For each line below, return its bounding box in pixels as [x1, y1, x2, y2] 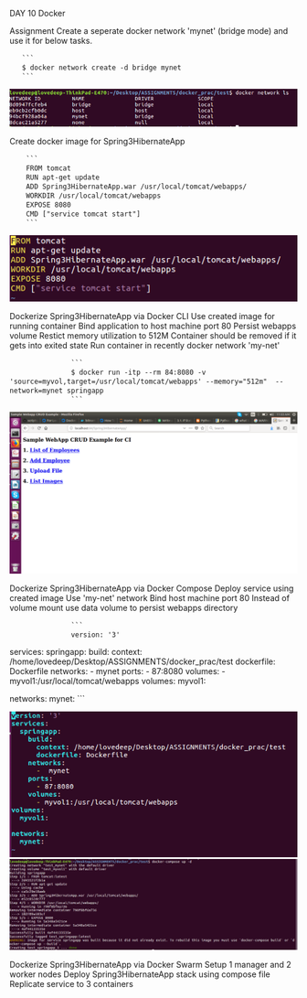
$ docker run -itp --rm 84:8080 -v [70, 368, 206, 378]
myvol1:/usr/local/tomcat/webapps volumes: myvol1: [9, 676, 206, 687]
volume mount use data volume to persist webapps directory [9, 603, 238, 614]
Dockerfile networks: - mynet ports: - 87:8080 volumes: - [9, 666, 226, 677]
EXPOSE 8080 [26, 200, 71, 209]
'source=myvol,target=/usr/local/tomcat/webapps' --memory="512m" [9, 377, 268, 387]
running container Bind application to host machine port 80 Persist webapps [9, 320, 297, 332]
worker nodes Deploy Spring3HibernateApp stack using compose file [9, 969, 271, 980]
